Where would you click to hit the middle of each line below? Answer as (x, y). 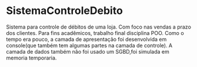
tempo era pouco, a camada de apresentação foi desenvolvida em (86, 39)
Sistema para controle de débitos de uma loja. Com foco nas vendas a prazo (98, 27)
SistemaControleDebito (65, 11)
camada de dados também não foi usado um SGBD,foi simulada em (88, 51)
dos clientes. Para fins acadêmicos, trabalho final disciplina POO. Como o (95, 33)
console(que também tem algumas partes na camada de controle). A (89, 45)
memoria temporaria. (31, 58)
